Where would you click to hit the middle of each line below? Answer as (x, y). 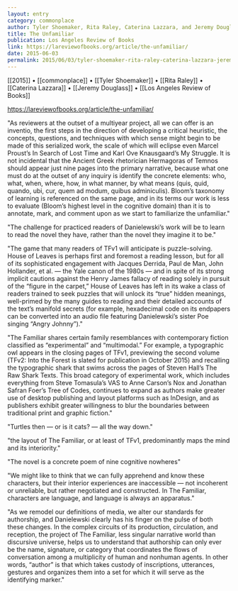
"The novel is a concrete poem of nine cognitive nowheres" (94, 461)
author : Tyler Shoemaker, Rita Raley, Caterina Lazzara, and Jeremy (110, 27)
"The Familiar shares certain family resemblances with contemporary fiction (118, 337)
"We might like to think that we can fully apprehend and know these (106, 475)
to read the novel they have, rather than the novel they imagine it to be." (112, 234)
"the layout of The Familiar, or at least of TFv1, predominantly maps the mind (119, 440)
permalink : (23, 60)
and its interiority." (34, 448)
